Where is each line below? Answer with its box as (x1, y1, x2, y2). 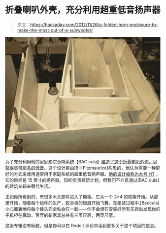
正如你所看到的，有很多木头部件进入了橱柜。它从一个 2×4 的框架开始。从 (5, 194, 154, 200)
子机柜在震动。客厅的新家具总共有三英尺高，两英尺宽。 (5, 212, 117, 218)
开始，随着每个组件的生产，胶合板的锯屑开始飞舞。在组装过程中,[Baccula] (9, 200, 160, 205)
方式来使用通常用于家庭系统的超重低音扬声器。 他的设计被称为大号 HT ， (13, 171, 161, 177)
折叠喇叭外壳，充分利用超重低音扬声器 (5, 4, 161, 16)
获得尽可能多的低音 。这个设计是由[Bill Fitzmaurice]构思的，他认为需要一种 (5, 165, 156, 171)
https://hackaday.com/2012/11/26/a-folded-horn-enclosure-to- (30, 22, 158, 28)
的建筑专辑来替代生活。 (5, 183, 53, 189)
